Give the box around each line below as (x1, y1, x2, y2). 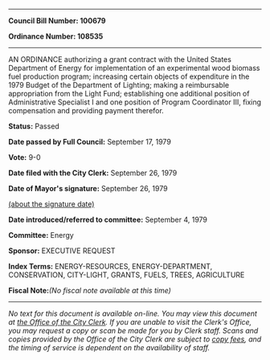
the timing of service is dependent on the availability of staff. (8, 343, 211, 352)
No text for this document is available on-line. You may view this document (8, 309, 257, 318)
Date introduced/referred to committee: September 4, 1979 (8, 215, 207, 224)
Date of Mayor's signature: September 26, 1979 (8, 184, 168, 193)
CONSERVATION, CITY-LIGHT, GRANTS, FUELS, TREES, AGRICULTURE (8, 270, 245, 280)
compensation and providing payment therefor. (8, 106, 165, 115)
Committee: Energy (8, 231, 74, 239)
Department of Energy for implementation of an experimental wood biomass (8, 63, 260, 72)
